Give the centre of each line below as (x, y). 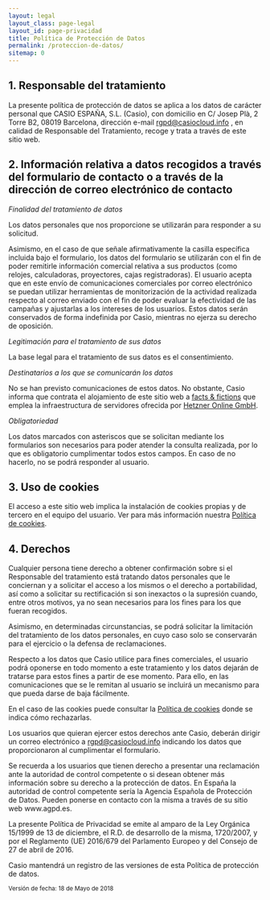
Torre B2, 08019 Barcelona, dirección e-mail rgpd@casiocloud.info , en (126, 122)
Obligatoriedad (33, 421)
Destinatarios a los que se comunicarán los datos (91, 372)
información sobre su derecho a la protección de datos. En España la (123, 783)
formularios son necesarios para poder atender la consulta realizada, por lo (133, 445)
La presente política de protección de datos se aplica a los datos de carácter (135, 105)
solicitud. (23, 233)
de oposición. (31, 326)
